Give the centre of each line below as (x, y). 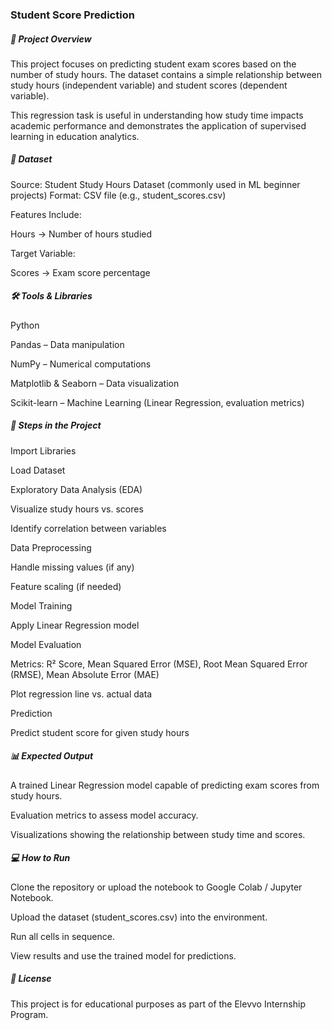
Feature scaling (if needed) (66, 586)
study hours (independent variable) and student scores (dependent (149, 85)
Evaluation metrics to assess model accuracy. (104, 815)
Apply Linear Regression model (75, 625)
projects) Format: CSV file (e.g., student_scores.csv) (118, 195)
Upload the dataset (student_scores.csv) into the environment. (139, 917)
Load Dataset (38, 470)
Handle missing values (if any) (72, 567)
